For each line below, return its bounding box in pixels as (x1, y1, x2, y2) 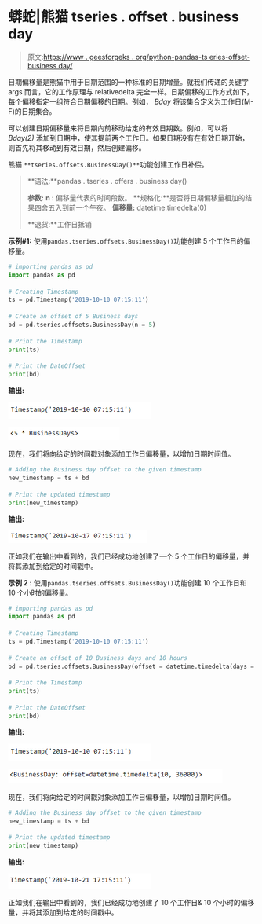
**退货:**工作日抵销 (27, 219, 92, 229)
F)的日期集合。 (8, 106, 56, 115)
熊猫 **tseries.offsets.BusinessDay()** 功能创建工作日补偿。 (8, 159, 209, 169)
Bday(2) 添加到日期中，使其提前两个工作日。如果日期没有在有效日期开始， (8, 133, 249, 142)
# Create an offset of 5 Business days (8, 313, 139, 321)
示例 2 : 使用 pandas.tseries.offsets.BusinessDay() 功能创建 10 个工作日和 (8, 577, 247, 587)
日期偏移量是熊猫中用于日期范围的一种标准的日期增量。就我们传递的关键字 (8, 77, 249, 86)
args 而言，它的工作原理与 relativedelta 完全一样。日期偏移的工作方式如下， (8, 86, 253, 96)
